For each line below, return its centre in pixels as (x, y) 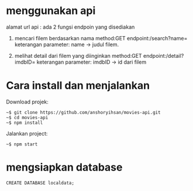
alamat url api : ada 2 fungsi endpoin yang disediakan (70, 27)
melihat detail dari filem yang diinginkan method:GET (78, 55)
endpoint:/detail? (163, 55)
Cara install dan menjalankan (78, 86)
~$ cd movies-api (27, 117)
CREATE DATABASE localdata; (40, 183)
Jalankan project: (27, 133)
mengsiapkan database (64, 167)
